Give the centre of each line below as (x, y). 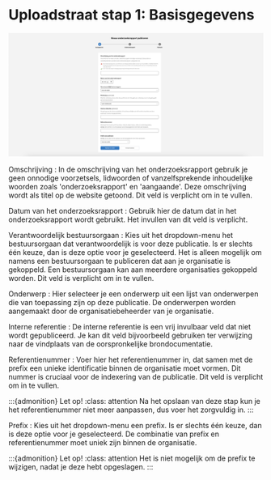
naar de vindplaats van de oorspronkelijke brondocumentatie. (110, 344)
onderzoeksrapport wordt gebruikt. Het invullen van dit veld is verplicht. (128, 219)
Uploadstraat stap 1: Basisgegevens (131, 15)
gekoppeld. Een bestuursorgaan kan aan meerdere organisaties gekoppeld (133, 270)
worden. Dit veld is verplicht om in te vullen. (81, 278)
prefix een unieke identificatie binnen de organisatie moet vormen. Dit (125, 368)
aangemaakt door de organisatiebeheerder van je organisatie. (111, 311)
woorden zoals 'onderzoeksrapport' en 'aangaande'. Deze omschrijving (127, 186)
